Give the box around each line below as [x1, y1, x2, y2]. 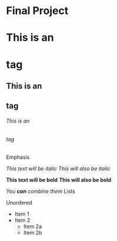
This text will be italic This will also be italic [6, 165, 111, 172]
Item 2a [23, 223, 42, 230]
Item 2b [23, 229, 42, 236]
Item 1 [14, 211, 29, 218]
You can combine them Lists [6, 188, 75, 195]
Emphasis [6, 154, 30, 161]
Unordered [6, 199, 32, 206]
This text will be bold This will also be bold [6, 176, 112, 184]
